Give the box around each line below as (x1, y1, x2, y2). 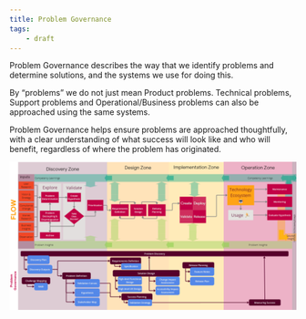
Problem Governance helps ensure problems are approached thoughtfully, (9, 124, 289, 136)
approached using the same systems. (9, 107, 150, 118)
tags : (9, 24, 30, 34)
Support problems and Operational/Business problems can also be (9, 97, 260, 108)
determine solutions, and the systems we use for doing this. (9, 69, 234, 81)
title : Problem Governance (9, 15, 112, 24)
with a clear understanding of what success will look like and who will (9, 134, 270, 145)
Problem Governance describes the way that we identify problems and (9, 60, 275, 71)
